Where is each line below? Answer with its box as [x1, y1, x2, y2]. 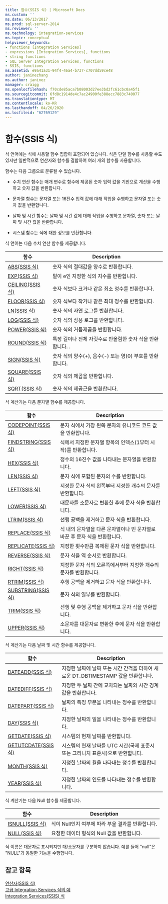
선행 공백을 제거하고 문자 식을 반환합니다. [59, 516, 151, 523]
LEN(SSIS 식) [7, 473, 38, 480]
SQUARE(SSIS [7, 368, 41, 375]
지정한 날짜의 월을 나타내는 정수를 [61, 759, 136, 766]
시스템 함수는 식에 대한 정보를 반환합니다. [12, 229, 93, 235]
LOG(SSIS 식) [7, 316, 39, 323]
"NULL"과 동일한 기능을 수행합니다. [5, 850, 74, 856]
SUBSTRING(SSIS [7, 587, 50, 594]
